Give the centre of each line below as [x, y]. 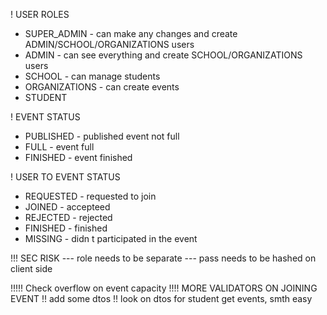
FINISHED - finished [66, 228]
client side [31, 268]
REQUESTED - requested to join [90, 196]
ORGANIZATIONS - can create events [102, 87]
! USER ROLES [40, 14]
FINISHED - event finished [78, 157]
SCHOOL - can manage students [92, 76]
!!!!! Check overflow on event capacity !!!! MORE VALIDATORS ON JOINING [164, 288]
